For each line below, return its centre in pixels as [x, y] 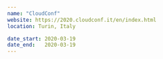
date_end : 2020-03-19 [42, 45]
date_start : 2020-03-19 [42, 38]
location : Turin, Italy [42, 26]
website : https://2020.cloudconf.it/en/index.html [82, 20]
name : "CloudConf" [34, 13]
